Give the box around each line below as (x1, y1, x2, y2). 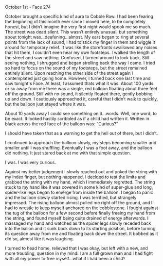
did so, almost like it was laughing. (5, 236, 74, 242)
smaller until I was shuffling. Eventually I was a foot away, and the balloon (5, 145, 152, 150)
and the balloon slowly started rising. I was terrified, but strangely (5, 195, 137, 200)
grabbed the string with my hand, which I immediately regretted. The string (5, 179, 156, 185)
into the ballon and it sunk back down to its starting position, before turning (5, 226, 156, 231)
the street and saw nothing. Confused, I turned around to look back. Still (5, 55, 150, 60)
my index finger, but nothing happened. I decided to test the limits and (5, 174, 146, 180)
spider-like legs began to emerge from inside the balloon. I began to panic (5, 189, 153, 195)
